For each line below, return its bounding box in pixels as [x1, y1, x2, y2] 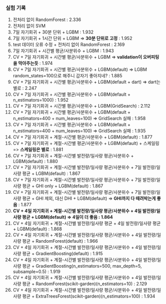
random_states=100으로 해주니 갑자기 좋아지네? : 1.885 [12, 73, 123, 79]
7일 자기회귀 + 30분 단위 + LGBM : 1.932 [12, 29, 94, 35]
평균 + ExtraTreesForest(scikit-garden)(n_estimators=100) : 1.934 [22, 293, 156, 300]
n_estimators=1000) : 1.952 [12, 97, 69, 103]
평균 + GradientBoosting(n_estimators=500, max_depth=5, [22, 263, 142, 269]
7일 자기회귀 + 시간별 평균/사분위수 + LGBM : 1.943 [12, 48, 114, 54]
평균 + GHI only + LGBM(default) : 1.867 [22, 183, 104, 189]
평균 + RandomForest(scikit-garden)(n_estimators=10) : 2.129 [22, 281, 148, 287]
